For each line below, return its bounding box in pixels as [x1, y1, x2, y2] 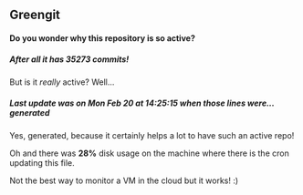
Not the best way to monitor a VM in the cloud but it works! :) [9, 175, 239, 186]
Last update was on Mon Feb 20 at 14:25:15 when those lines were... [9, 97, 276, 108]
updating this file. [9, 157, 75, 168]
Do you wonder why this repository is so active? [9, 32, 196, 44]
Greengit [9, 7, 61, 23]
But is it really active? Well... [9, 77, 115, 87]
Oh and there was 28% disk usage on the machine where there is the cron [9, 148, 289, 159]
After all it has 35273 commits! [9, 54, 130, 65]
